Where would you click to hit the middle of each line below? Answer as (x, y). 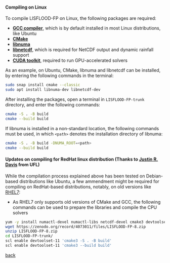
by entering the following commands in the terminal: (59, 76)
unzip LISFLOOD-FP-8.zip (31, 231)
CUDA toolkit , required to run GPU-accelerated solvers (70, 60)
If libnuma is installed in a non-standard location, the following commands (82, 128)
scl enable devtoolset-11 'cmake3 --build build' (59, 246)
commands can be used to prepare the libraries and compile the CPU (85, 207)
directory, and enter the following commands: (53, 104)
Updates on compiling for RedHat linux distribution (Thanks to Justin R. (82, 159)
